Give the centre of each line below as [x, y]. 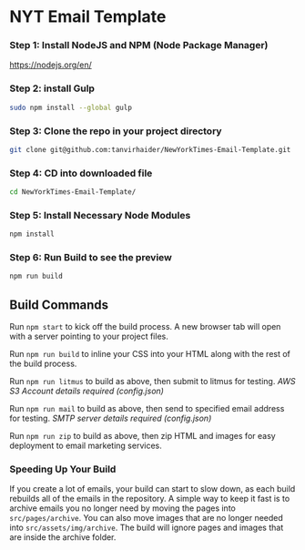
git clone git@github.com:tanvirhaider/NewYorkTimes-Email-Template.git [150, 149]
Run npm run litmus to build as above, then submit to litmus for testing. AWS [152, 382]
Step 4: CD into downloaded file [81, 173]
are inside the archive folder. [63, 537]
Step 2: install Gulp [52, 88]
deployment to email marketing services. [86, 446]
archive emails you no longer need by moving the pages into [123, 508]
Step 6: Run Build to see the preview [91, 258]
